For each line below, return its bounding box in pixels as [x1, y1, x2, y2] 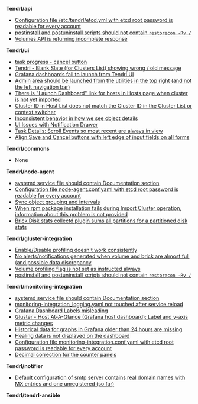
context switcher [14, 109, 56, 115]
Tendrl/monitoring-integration [6, 283, 82, 290]
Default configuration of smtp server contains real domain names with [14, 374, 186, 381]
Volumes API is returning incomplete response [14, 35, 128, 42]
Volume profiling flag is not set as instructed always [14, 266, 141, 272]
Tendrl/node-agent [6, 168, 54, 175]
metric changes [14, 319, 53, 327]
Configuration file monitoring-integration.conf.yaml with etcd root [14, 338, 174, 345]
